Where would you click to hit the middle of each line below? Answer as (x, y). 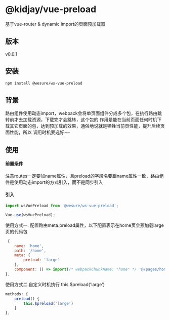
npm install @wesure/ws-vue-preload (44, 83)
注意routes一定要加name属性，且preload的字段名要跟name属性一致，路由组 (84, 176)
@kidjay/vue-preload (51, 9)
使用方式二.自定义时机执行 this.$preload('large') (55, 284)
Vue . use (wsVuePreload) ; (30, 215)
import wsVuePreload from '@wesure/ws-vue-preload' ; (62, 206)
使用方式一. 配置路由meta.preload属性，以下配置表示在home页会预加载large (85, 225)
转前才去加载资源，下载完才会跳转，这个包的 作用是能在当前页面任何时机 (81, 119)
